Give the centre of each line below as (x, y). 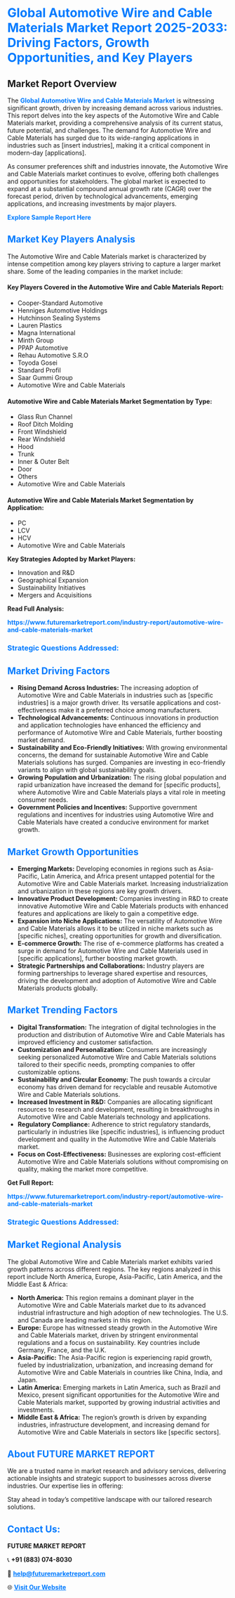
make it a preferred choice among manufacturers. (130, 710)
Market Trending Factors (62, 1010)
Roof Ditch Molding (45, 424)
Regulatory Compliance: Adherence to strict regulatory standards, (114, 1124)
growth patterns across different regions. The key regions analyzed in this (114, 1269)
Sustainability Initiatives (52, 587)
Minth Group (35, 340)
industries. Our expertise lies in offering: (65, 1486)
